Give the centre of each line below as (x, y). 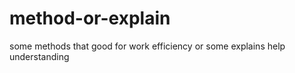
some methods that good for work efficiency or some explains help (147, 46)
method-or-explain (90, 18)
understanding (39, 56)
